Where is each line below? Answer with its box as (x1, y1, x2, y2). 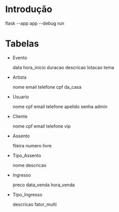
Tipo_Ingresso (12, 191, 43, 197)
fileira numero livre (12, 142, 52, 148)
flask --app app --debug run (5, 20, 65, 26)
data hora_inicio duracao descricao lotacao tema (12, 64, 114, 70)
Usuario (12, 93, 29, 99)
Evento (12, 55, 28, 61)
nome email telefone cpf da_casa (12, 84, 82, 90)
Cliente (12, 113, 28, 119)
